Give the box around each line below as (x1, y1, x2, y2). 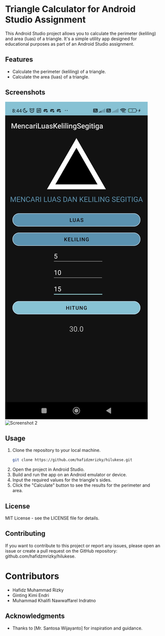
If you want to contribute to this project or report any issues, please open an (5, 542, 161, 549)
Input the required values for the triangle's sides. (12, 477, 112, 483)
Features (5, 56, 33, 64)
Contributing (5, 529, 46, 538)
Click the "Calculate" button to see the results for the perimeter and (12, 482, 150, 488)
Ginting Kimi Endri (12, 592, 50, 598)
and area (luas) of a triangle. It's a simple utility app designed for (5, 36, 137, 42)
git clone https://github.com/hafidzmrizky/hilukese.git (12, 457, 133, 462)
